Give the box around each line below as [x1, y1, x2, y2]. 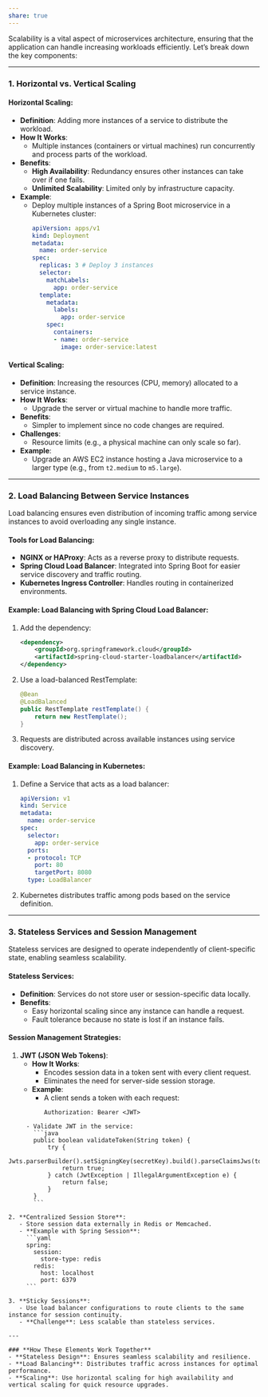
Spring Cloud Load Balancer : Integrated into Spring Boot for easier [19, 561, 241, 571]
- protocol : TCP [27, 853, 81, 862]
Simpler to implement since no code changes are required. [31, 420, 225, 429]
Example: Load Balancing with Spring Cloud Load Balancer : [8, 604, 209, 615]
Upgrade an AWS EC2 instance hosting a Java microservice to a [31, 454, 243, 464]
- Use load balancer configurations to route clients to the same [18, 1304, 245, 1312]
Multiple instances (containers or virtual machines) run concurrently [31, 140, 255, 150]
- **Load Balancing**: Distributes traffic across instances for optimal [8, 1359, 259, 1367]
